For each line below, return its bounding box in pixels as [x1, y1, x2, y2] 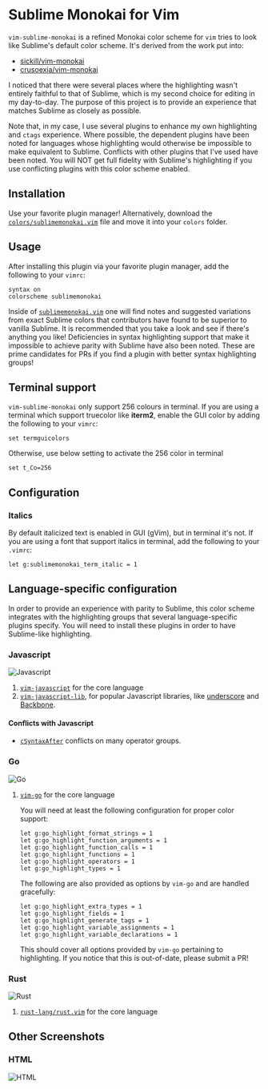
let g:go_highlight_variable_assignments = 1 [19, 923, 174, 931]
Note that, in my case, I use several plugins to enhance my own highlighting [8, 121, 258, 131]
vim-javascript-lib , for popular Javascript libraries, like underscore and [19, 692, 260, 701]
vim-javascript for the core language [19, 683, 144, 692]
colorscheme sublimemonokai [8, 292, 102, 300]
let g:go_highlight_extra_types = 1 [19, 902, 142, 910]
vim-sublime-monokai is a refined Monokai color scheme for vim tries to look [8, 32, 258, 42]
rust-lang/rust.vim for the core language [19, 1006, 158, 1016]
